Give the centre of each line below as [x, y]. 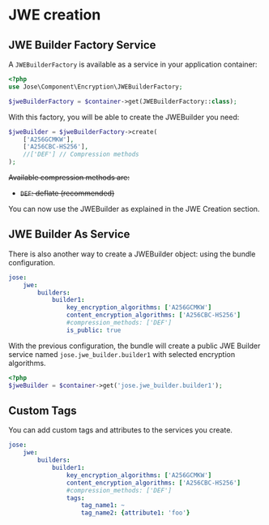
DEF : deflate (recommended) [67, 193]
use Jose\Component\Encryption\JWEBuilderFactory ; [96, 87]
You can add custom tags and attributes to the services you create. [121, 430]
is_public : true [94, 330]
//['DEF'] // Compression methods [81, 155]
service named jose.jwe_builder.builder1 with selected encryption [122, 354]
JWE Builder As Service [69, 234]
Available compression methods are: [69, 177]
